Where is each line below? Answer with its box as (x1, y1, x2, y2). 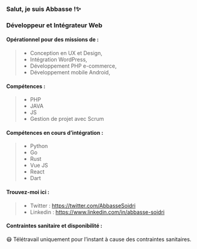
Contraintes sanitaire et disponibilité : (6, 222, 102, 230)
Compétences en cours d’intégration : (6, 129, 104, 136)
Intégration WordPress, (30, 56, 87, 63)
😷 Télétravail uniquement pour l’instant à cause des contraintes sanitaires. (6, 235, 192, 243)
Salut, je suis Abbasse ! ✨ (6, 5, 81, 13)
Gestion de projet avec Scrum (30, 115, 104, 123)
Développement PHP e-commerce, (30, 62, 117, 70)
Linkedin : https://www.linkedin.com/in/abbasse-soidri (30, 208, 164, 216)
